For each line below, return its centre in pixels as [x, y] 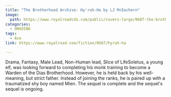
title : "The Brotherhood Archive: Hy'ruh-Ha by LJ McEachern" [73, 10]
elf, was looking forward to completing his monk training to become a [78, 67]
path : [16, 19]
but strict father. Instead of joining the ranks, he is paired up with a [95, 78]
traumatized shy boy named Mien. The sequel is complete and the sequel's [84, 83]
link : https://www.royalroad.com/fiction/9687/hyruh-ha [66, 43]
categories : [18, 24]
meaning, [15, 78]
